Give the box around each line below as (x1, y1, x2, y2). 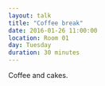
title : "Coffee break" (8, 19, 84, 27)
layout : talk (8, 11, 52, 20)
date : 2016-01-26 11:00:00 (8, 26, 98, 34)
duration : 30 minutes (8, 49, 80, 57)
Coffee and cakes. (8, 71, 68, 80)
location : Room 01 (8, 33, 69, 42)
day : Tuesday (8, 41, 52, 49)
